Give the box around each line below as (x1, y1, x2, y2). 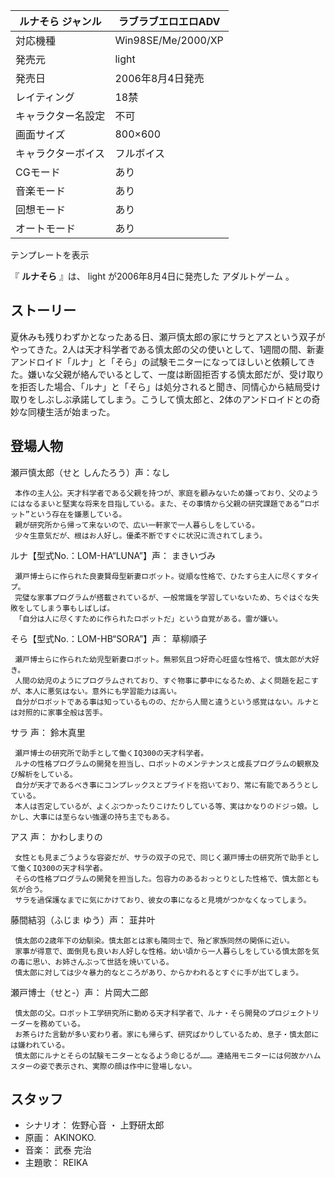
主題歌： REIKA (24, 1157, 88, 1169)
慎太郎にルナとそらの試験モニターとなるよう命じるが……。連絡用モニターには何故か (14, 1050, 307, 1061)
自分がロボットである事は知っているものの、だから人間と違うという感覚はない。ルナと (14, 697, 320, 707)
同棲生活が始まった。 (27, 405, 116, 418)
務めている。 (39, 1019, 85, 1029)
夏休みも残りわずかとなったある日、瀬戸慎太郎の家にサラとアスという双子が (10, 330, 326, 343)
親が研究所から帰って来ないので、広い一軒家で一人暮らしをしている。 (14, 520, 260, 530)
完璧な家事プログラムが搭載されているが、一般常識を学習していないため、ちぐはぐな (14, 592, 312, 603)
